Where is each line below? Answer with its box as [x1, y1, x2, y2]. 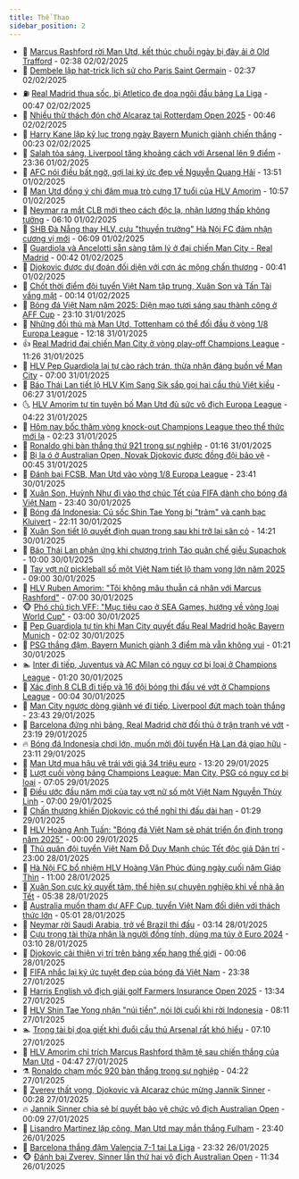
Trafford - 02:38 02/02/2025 [21, 55, 129, 66]
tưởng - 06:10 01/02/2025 [21, 213, 118, 224]
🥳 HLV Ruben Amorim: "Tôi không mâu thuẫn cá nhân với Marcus [21, 582, 262, 593]
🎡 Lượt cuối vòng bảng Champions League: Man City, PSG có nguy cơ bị [21, 767, 288, 778]
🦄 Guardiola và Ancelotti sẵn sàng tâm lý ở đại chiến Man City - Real [21, 242, 273, 253]
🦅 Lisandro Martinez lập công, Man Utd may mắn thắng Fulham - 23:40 [21, 1123, 284, 1133]
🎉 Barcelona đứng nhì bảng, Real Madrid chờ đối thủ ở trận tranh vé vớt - [21, 719, 290, 730]
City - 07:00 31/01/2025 [21, 370, 110, 380]
